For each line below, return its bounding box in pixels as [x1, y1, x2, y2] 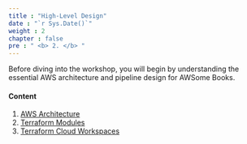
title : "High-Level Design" [8, 11, 107, 20]
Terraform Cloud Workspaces [19, 126, 120, 136]
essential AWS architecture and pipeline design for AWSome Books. [8, 73, 236, 83]
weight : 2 [8, 27, 45, 35]
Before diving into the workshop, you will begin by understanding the [8, 64, 240, 74]
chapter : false [8, 34, 63, 43]
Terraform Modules [19, 118, 85, 128]
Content [8, 91, 37, 101]
